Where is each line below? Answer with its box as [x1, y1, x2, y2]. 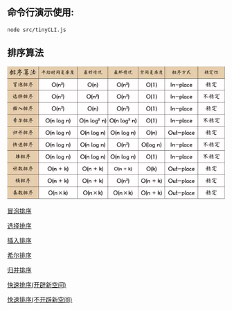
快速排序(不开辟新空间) [7, 295, 73, 304]
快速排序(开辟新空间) [7, 281, 67, 289]
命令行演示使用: [7, 6, 75, 19]
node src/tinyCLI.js [7, 26, 67, 33]
